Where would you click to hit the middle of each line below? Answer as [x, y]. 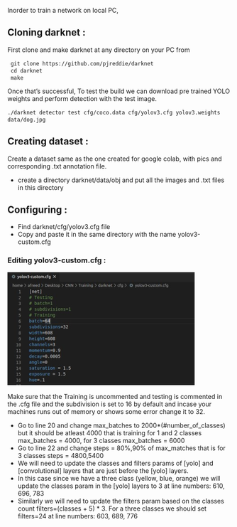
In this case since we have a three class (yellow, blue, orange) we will [119, 478]
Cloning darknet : [46, 32]
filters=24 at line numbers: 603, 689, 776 [78, 516]
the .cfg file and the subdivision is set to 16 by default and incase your [110, 404]
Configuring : [37, 210]
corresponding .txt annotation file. [57, 166]
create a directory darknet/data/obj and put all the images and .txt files [121, 180]
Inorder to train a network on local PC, [63, 10]
